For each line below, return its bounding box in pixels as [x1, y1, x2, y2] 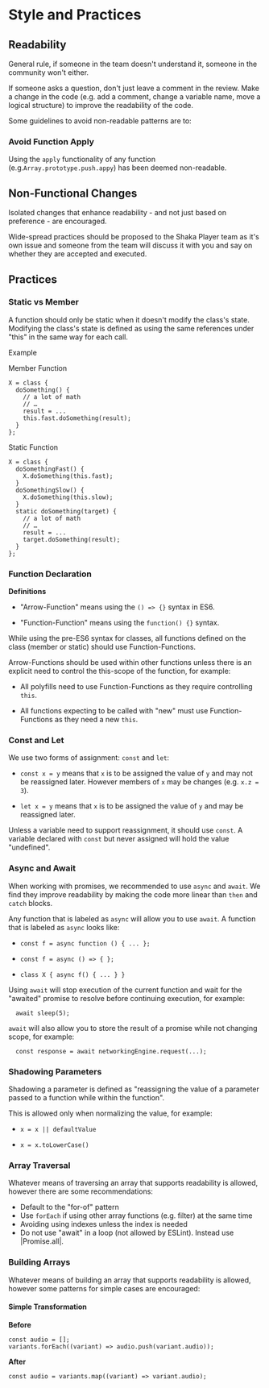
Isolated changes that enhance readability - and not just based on [8, 208, 227, 218]
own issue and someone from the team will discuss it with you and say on [8, 240, 253, 251]
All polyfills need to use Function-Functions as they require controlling [19, 682, 253, 692]
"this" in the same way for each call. [8, 332, 129, 342]
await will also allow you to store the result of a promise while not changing [8, 1023, 258, 1033]
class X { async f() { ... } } [19, 970, 126, 979]
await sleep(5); [15, 1009, 70, 1017]
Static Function [8, 442, 59, 452]
